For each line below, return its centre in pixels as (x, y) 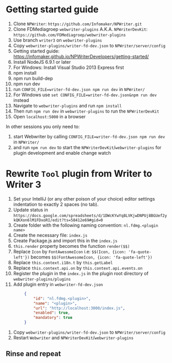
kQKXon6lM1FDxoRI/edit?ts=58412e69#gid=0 (58, 220)
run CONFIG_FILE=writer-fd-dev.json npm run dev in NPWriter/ (79, 89)
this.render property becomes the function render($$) (71, 246)
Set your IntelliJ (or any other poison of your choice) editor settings (84, 198)
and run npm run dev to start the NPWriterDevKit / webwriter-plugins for (87, 147)
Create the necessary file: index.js (50, 235)
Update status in (30, 210)
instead (21, 100)
